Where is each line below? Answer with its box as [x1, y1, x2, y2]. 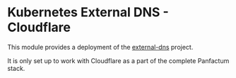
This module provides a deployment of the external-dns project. [7, 43, 194, 51]
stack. [7, 64, 25, 72]
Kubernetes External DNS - [7, 4, 170, 21]
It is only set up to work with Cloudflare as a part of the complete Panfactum [7, 56, 230, 65]
